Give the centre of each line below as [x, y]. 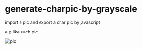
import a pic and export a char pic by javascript [52, 22]
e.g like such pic [21, 32]
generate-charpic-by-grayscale [71, 9]
